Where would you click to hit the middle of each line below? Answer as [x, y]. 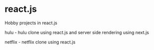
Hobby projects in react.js [31, 23]
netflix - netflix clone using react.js [40, 42]
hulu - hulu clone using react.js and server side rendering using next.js [77, 32]
